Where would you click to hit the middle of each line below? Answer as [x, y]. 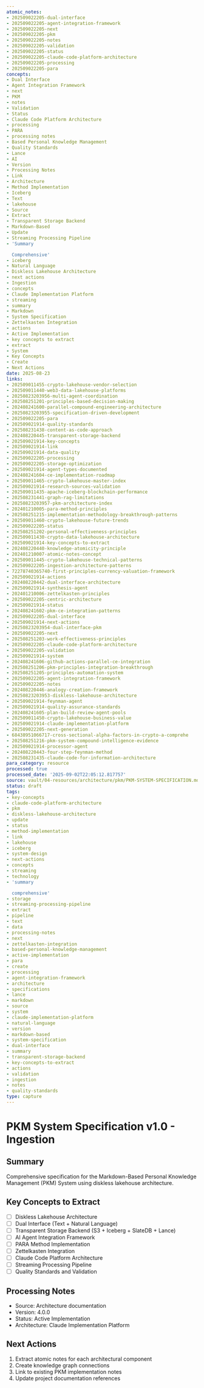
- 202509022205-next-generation [47, 730]
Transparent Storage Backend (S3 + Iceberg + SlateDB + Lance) [95, 1230]
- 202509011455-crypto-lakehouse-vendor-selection [72, 385]
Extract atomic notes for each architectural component [83, 1359]
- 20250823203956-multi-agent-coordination [62, 396]
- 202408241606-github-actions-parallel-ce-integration [78, 661]
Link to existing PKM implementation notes [68, 1372]
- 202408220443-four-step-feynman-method [59, 752]
